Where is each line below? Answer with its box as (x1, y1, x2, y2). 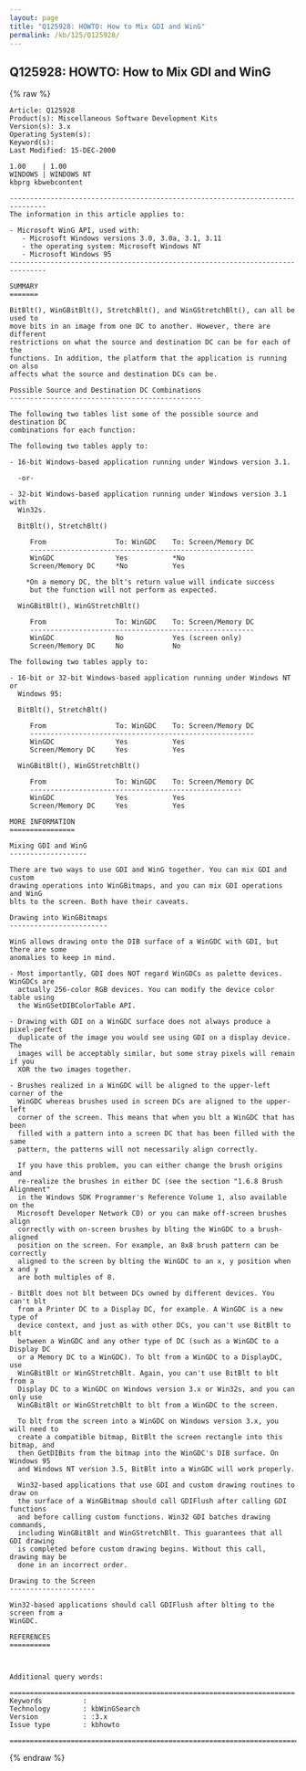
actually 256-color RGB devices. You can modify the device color (17, 986, 275, 995)
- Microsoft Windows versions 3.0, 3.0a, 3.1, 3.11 (21, 234, 222, 243)
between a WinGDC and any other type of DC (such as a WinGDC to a (17, 1337, 280, 1346)
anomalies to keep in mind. (9, 954, 117, 963)
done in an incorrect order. (17, 1561, 128, 1570)
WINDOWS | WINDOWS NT (9, 170, 92, 179)
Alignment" (9, 1185, 51, 1195)
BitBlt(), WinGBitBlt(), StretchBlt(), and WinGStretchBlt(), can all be (9, 306, 296, 315)
